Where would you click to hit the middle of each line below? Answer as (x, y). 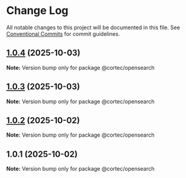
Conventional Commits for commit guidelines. (63, 33)
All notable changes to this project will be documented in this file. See (93, 27)
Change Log (37, 11)
